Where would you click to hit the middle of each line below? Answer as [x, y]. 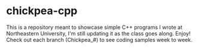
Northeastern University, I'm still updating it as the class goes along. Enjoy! [98, 33]
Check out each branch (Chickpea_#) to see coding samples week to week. [99, 40]
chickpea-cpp [42, 11]
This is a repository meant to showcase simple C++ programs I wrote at [94, 27]
